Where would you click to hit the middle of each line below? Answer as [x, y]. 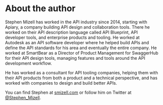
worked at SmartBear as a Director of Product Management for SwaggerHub [82, 53]
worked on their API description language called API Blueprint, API [71, 32]
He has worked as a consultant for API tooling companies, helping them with [81, 72]
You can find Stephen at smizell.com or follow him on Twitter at [68, 92]
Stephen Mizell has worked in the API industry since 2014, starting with [76, 22]
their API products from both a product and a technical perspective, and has [81, 78]
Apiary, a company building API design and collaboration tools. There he [77, 27]
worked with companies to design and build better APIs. [61, 83]
